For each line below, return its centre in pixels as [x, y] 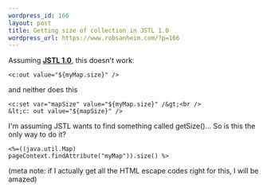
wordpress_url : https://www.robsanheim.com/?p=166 [94, 38]
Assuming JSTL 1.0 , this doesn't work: [71, 60]
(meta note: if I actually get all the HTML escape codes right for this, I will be [133, 171]
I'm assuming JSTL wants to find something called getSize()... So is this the [132, 126]
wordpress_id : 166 [39, 16]
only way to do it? [37, 134]
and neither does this [43, 90]
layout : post [30, 23]
